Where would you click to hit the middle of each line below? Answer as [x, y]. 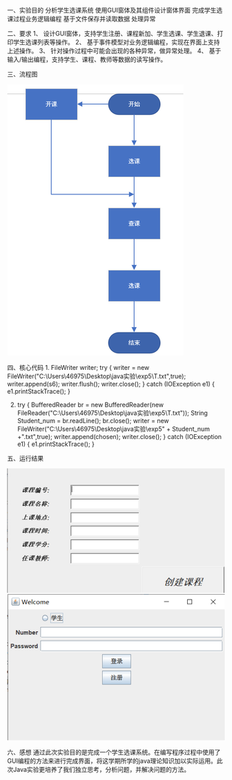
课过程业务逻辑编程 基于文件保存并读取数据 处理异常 [81, 19]
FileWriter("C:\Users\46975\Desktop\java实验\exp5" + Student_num [114, 429]
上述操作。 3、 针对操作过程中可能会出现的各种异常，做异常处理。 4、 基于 [114, 51]
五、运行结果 [25, 458]
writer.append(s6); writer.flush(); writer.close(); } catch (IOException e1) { [111, 384]
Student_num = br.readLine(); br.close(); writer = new [93, 421]
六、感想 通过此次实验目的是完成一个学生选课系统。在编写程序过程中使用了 [114, 752]
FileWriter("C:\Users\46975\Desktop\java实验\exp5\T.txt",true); [97, 376]
